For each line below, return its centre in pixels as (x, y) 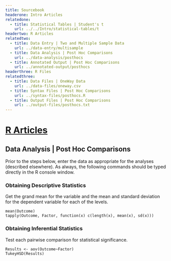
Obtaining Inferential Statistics (44, 229)
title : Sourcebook (25, 10)
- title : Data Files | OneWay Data (48, 81)
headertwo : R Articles (29, 34)
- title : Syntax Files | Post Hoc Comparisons (60, 91)
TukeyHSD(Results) (25, 253)
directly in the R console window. (40, 172)
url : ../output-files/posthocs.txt (52, 105)
